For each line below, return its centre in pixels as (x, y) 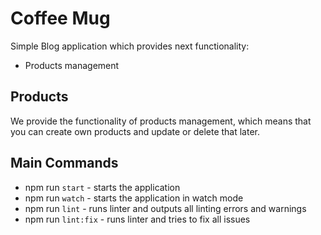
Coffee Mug (60, 18)
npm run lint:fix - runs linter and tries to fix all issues (137, 219)
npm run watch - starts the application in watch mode (134, 198)
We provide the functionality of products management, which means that (161, 121)
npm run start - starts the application (102, 187)
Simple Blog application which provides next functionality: (130, 46)
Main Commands (64, 163)
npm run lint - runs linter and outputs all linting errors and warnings (165, 208)
